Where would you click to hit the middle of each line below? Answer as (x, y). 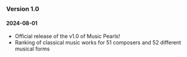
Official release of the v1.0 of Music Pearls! (67, 36)
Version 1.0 (23, 9)
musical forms (32, 49)
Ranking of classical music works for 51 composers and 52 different (98, 43)
